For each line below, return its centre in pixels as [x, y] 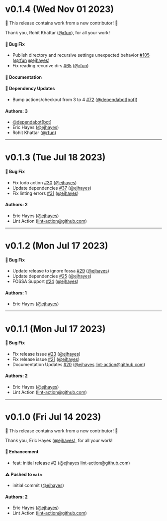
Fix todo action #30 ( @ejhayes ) [44, 182]
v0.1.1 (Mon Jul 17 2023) [55, 328]
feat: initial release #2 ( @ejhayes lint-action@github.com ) [71, 463]
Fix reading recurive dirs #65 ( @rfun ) [50, 66]
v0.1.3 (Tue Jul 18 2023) [55, 157]
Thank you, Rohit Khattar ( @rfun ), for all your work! [58, 32]
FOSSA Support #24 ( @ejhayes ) [45, 281]
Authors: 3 [17, 111]
